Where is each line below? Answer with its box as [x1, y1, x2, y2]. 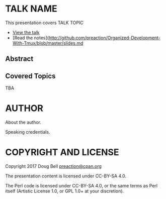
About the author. [5, 119, 42, 126]
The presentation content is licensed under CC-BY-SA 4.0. [5, 173, 127, 179]
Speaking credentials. [5, 129, 50, 135]
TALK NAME [5, 3, 58, 15]
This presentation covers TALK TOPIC [5, 20, 84, 26]
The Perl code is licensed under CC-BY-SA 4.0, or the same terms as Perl [5, 183, 157, 189]
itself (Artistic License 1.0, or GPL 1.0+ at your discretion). [5, 188, 124, 194]
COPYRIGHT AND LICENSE [5, 147, 119, 158]
